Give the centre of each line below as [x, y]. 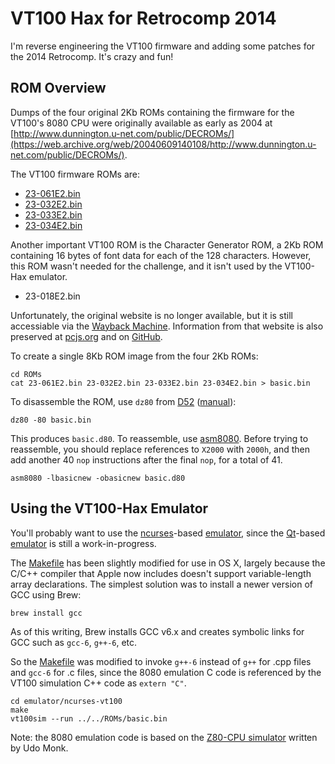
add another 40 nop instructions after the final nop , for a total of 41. [146, 459]
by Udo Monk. [39, 748]
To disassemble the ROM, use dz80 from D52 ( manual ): [123, 401]
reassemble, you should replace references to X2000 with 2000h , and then [160, 449]
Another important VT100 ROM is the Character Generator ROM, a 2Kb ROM [167, 244]
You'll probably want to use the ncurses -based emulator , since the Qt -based [168, 533]
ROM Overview [58, 88]
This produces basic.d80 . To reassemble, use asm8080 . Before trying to [159, 438]
